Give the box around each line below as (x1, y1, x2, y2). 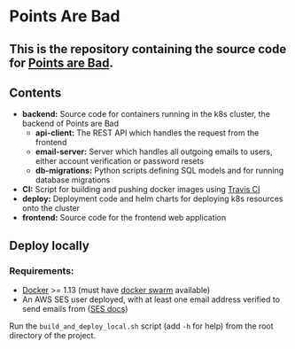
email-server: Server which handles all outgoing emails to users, (35, 146, 273, 157)
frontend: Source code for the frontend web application (21, 213, 227, 223)
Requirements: (9, 264, 74, 276)
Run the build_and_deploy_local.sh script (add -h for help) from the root (9, 321, 274, 331)
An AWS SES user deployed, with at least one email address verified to (21, 294, 281, 305)
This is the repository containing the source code (9, 42, 287, 57)
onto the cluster (21, 203, 81, 213)
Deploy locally (9, 237, 90, 253)
